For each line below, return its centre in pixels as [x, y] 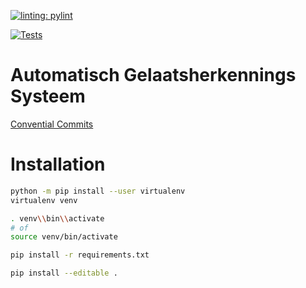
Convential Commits [52, 124]
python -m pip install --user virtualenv [98, 191]
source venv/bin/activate [64, 237]
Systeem [48, 96]
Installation [58, 164]
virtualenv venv [44, 200]
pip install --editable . [64, 273]
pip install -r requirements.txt [80, 255]
